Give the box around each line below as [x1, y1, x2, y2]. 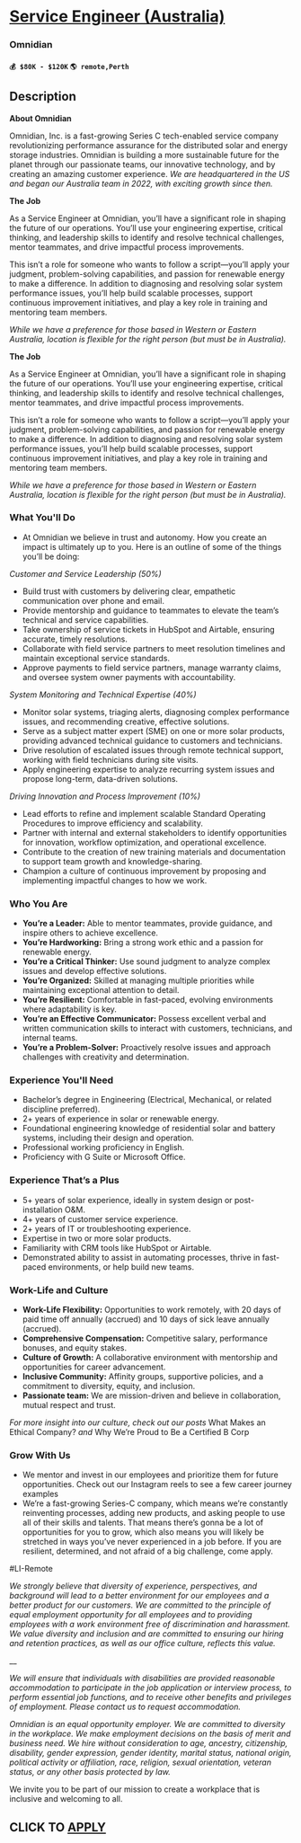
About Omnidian [9, 112, 72, 123]
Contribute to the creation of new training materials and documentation [22, 846, 286, 857]
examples [22, 1489, 58, 1500]
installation [22, 1204, 63, 1215]
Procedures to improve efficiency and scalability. [22, 818, 204, 828]
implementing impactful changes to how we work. [22, 874, 208, 886]
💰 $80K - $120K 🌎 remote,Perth [9, 62, 129, 71]
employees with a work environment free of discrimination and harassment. [9, 1619, 290, 1630]
